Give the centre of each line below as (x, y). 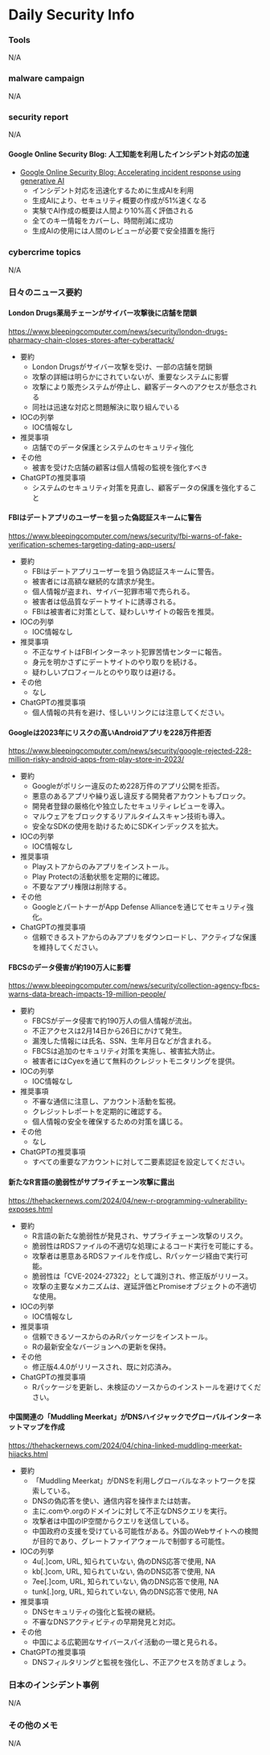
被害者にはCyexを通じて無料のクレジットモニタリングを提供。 (135, 1061)
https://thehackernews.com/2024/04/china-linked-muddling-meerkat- (125, 1445)
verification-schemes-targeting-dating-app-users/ (92, 544)
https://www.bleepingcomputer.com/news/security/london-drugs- (118, 331)
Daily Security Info (72, 15)
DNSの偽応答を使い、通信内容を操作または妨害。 (113, 1500)
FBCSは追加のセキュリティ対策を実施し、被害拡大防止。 (125, 1051)
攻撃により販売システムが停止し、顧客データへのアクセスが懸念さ (141, 387)
